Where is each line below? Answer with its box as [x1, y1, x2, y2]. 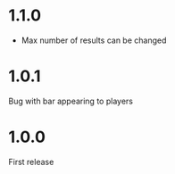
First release [8, 156, 54, 167]
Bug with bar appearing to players [8, 95, 133, 106]
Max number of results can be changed [21, 35, 167, 46]
